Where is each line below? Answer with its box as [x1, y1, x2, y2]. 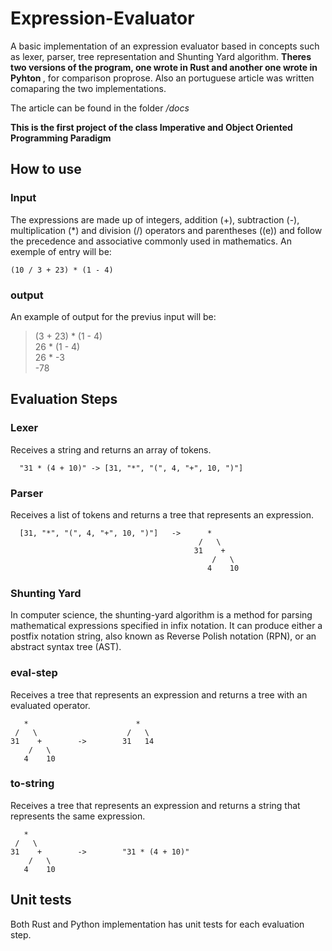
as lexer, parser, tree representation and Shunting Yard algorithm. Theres [10, 50, 312, 62]
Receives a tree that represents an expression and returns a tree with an [10, 688, 308, 701]
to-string [10, 777, 55, 791]
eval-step [10, 666, 58, 680]
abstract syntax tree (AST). [10, 641, 122, 653]
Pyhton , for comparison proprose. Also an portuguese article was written [10, 72, 315, 84]
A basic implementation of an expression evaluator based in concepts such [10, 40, 320, 52]
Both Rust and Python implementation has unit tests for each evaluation [10, 918, 305, 930]
